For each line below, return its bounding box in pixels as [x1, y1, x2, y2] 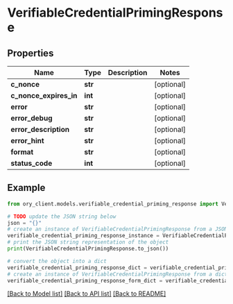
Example [7, 182, 46, 194]
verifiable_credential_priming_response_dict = [7, 264, 148, 271]
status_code [10, 158, 53, 168]
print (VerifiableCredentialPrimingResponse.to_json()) [7, 245, 169, 253]
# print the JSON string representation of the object [7, 239, 169, 246]
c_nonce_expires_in [10, 91, 78, 100]
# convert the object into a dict [7, 257, 107, 264]
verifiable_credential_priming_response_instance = [7, 233, 159, 239]
